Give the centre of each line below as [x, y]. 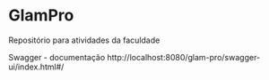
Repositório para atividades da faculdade [84, 40]
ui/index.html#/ [36, 67]
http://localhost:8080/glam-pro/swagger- [183, 57]
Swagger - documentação [57, 57]
